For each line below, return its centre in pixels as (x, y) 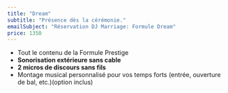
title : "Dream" (29, 14)
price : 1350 (24, 33)
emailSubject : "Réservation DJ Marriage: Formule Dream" (92, 26)
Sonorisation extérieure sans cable (69, 60)
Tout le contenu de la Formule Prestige (73, 53)
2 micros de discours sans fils (62, 67)
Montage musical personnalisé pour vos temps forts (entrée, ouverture (119, 75)
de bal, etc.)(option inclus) (55, 82)
